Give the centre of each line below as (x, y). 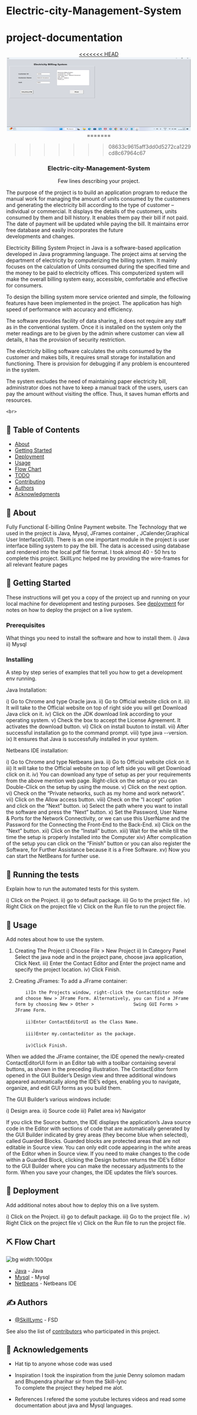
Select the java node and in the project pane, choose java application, (99, 957)
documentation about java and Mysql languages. (74, 1406)
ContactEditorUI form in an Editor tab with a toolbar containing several (91, 1063)
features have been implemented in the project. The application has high (94, 303)
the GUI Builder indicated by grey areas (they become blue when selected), (97, 1135)
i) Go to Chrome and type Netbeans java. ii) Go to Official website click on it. (98, 762)
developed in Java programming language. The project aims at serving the (96, 254)
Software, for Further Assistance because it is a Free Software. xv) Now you (98, 850)
